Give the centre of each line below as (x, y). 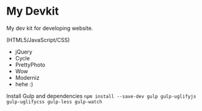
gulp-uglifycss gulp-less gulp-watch (54, 102)
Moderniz (27, 77)
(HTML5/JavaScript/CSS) (38, 40)
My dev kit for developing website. (50, 28)
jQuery (23, 52)
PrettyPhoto (30, 65)
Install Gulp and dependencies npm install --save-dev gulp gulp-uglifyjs (101, 96)
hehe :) (24, 84)
